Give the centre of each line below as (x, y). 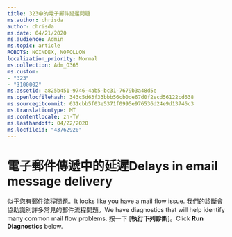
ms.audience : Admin (35, 39)
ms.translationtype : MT (42, 110)
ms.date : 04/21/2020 (37, 33)
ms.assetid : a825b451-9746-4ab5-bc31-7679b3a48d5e (82, 91)
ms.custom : (23, 71)
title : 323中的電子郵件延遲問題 (49, 14)
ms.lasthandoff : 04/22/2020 (48, 123)
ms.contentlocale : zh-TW (43, 116)
